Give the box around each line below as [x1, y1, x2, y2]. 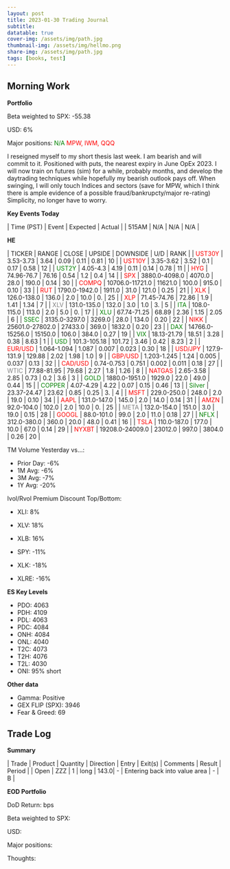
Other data [7, 680, 39, 689]
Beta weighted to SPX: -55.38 [7, 112, 91, 121]
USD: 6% [7, 125, 33, 134]
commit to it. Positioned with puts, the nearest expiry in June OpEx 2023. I [7, 159, 217, 167]
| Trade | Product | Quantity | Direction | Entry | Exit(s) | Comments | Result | [7, 760, 222, 768]
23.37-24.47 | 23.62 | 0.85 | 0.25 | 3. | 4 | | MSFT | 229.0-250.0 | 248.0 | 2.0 [7, 388, 222, 397]
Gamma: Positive [16, 693, 65, 702]
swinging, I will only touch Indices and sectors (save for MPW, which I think [7, 181, 220, 189]
